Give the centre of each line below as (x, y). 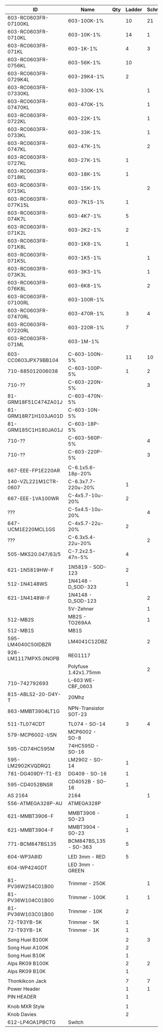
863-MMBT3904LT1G (33, 711)
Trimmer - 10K (85, 911)
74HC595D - (83, 746)
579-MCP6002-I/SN (32, 735)
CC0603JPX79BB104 (33, 360)
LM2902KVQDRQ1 (29, 766)
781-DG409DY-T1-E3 (34, 774)
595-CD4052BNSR (30, 784)
